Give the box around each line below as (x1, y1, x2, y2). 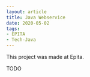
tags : (6, 25, 20, 32)
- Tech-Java (6, 37, 36, 43)
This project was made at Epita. (6, 54, 84, 60)
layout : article (6, 8, 47, 15)
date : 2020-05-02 (6, 20, 50, 26)
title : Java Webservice (6, 14, 66, 20)
